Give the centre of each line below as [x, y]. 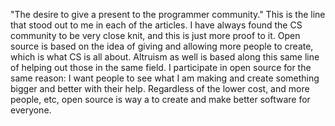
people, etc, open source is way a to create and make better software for [160, 99]
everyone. [31, 110]
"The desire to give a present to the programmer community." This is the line [168, 14]
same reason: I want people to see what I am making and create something [165, 78]
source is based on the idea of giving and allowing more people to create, [162, 46]
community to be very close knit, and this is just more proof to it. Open [155, 35]
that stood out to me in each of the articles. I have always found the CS [156, 25]
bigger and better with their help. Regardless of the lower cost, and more [160, 88]
